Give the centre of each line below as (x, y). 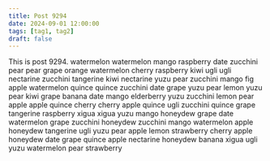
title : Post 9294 (38, 16)
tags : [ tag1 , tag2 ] (41, 31)
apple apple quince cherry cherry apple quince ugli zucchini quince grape (132, 105)
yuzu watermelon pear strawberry (66, 148)
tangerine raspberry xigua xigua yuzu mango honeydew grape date (121, 114)
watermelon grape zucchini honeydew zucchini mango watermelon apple (131, 122)
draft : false (30, 39)
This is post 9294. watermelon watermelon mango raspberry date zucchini (133, 62)
